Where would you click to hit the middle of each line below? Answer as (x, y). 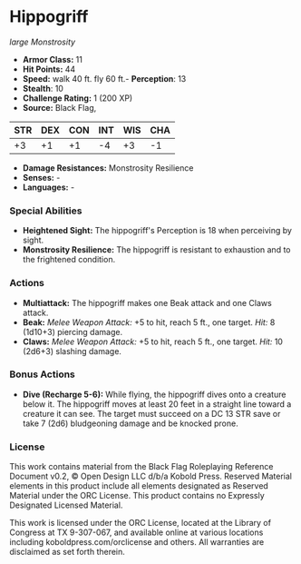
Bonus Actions (42, 374)
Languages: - (49, 187)
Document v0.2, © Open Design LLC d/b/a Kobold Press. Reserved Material (151, 476)
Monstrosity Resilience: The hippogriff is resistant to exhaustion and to (156, 250)
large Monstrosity (42, 42)
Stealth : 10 (43, 88)
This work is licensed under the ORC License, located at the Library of (141, 523)
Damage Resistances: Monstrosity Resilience (108, 168)
